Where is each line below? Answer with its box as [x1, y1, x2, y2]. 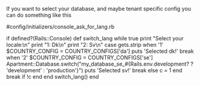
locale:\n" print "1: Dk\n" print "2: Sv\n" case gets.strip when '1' [6, 41, 164, 48]
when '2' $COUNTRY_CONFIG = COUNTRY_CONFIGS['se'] [6, 54, 153, 61]
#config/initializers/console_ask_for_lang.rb [6, 23, 115, 30]
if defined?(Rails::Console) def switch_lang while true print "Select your [6, 35, 184, 41]
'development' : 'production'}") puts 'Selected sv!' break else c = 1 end [6, 67, 182, 74]
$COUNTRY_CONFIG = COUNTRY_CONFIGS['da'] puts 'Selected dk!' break [6, 48, 195, 55]
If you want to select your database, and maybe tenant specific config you [6, 5, 192, 12]
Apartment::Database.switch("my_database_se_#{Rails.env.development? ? [6, 60, 193, 67]
